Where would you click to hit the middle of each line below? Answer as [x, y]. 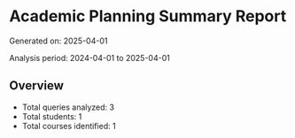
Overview [37, 86]
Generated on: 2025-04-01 [58, 41]
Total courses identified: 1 [69, 126]
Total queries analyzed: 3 [68, 107]
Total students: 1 [52, 116]
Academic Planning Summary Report [148, 16]
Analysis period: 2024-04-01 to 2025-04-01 [89, 57]
